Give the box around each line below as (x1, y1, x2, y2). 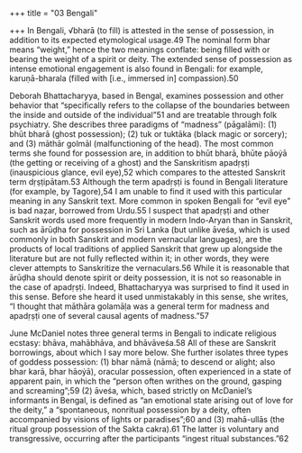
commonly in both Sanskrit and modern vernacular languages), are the (9, 234, 272, 244)
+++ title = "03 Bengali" (9, 8, 98, 18)
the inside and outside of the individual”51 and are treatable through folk (9, 110, 278, 120)
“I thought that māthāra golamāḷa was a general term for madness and (9, 301, 270, 312)
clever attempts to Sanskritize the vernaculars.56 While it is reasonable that (9, 263, 290, 273)
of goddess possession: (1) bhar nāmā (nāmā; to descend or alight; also (9, 357, 276, 367)
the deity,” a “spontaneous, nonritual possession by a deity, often (9, 404, 252, 415)
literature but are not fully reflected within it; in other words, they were (9, 253, 270, 264)
